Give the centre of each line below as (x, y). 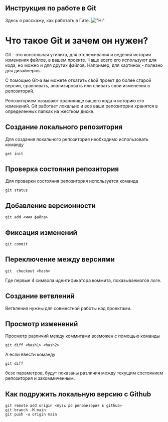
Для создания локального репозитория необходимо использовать (77, 139)
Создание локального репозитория (64, 127)
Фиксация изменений (41, 233)
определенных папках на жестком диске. (50, 111)
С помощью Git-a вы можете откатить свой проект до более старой (78, 80)
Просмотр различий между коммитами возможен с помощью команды (83, 336)
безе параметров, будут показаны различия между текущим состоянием (84, 373)
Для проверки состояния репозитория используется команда (72, 181)
